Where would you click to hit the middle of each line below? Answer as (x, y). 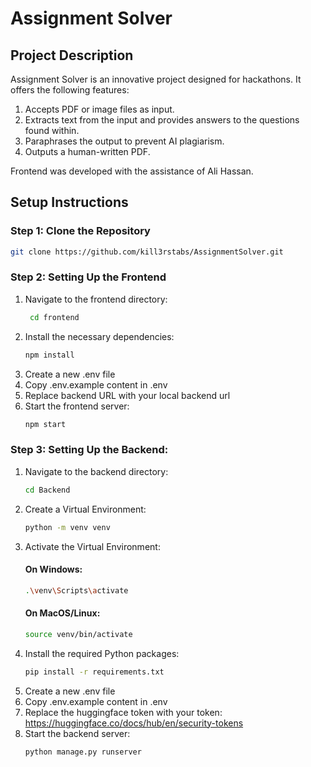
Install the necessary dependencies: (99, 336)
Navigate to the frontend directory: (96, 299)
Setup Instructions (69, 202)
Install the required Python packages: (102, 653)
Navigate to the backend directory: (96, 471)
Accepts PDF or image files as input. (99, 109)
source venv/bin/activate (78, 634)
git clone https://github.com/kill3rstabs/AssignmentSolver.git (147, 252)
